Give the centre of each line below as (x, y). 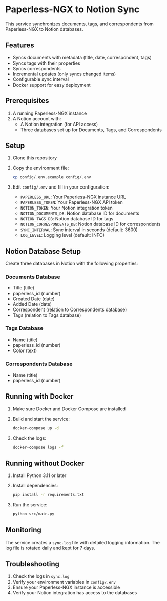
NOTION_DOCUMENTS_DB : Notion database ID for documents (80, 213)
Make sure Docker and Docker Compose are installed (69, 409)
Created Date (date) (34, 299)
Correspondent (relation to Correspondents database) (70, 310)
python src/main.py (34, 514)
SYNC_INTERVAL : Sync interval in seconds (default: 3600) (79, 230)
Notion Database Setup (43, 251)
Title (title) (24, 288)
